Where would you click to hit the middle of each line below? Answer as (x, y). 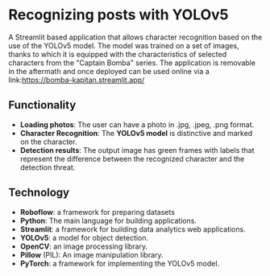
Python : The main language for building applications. (108, 220)
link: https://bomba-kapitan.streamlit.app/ (77, 80)
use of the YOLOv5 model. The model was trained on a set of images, (124, 45)
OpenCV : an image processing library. (83, 246)
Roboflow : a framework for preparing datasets (98, 212)
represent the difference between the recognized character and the (132, 159)
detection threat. (48, 167)
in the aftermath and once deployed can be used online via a (109, 71)
